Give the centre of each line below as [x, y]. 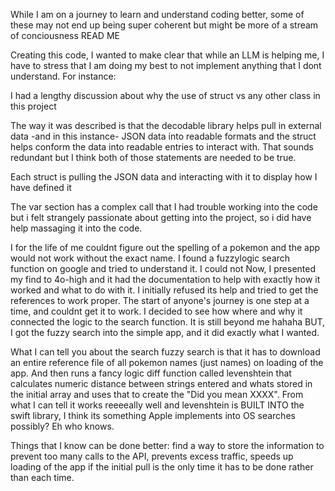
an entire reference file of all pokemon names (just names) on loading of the [167, 362]
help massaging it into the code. [76, 228]
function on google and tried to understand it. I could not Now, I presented [163, 268]
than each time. [42, 477]
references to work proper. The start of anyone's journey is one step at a [160, 300]
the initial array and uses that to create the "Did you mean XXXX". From [157, 394]
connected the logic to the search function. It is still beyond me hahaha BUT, [168, 322]
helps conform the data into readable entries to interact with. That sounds [162, 147]
